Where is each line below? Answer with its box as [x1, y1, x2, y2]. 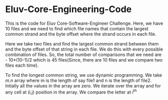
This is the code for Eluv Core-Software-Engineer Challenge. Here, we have [5, 20, 163, 26]
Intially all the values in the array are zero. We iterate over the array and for [5, 82, 161, 89]
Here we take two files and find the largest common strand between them [5, 40, 159, 46]
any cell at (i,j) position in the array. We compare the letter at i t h [5, 88, 137, 95]
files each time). [5, 62, 39, 68]
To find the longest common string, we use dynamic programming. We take [5, 72, 162, 78]
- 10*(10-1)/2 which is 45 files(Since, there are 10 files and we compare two [5, 57, 163, 63]
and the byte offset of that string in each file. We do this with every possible [5, 46, 163, 52]
